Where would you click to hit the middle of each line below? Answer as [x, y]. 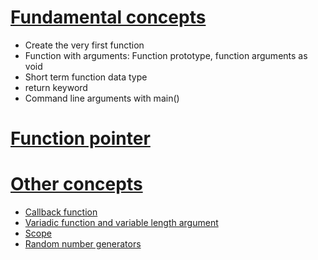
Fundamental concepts [108, 17]
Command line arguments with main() [102, 98]
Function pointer [80, 138]
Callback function [61, 212]
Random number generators [83, 244]
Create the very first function [84, 45]
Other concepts [76, 184]
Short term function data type [86, 77]
